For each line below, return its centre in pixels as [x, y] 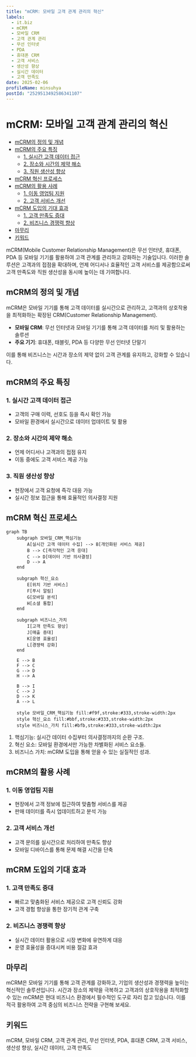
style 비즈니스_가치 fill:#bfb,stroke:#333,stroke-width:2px [89, 725]
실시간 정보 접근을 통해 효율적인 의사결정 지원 [66, 497]
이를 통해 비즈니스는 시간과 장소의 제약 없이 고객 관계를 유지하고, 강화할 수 [90, 354]
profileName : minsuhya [34, 88]
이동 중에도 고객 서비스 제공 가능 [51, 460]
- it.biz [22, 22]
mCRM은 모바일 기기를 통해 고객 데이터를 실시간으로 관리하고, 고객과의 [87, 307]
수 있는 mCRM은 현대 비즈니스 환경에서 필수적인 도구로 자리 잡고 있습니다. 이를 [96, 998]
